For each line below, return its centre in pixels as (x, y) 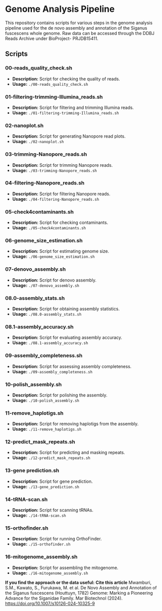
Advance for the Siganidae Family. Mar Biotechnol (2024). (64, 598)
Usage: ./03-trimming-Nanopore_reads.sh (54, 170)
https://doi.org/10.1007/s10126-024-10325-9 (50, 603)
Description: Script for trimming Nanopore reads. (63, 165)
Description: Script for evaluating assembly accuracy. (67, 338)
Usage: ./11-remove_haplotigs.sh (47, 429)
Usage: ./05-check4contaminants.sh (49, 228)
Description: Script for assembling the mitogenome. (65, 568)
